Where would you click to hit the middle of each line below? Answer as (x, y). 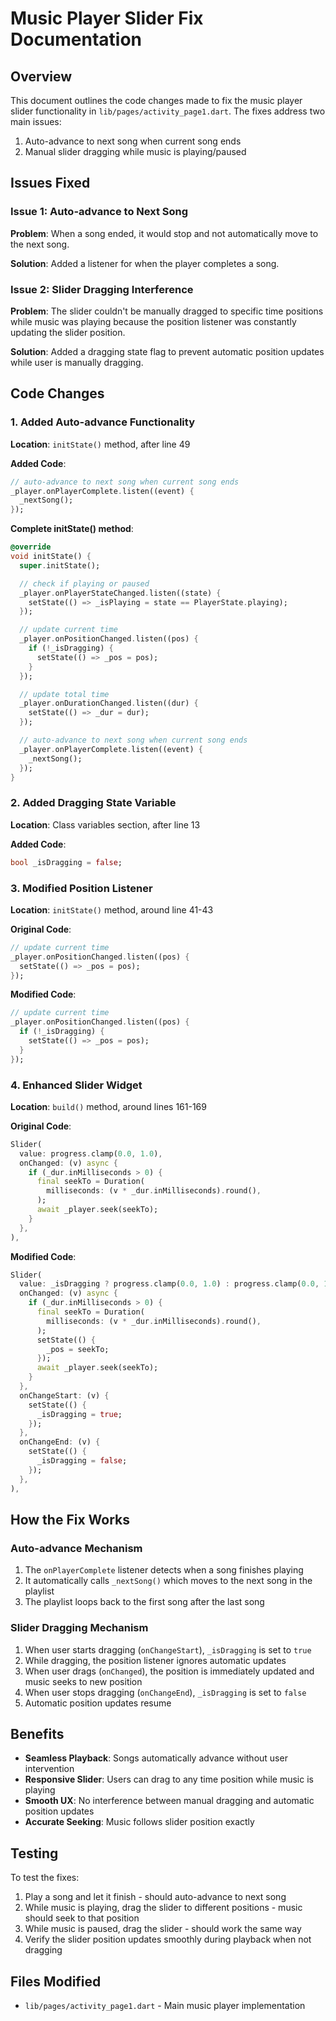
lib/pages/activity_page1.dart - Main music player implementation (165, 2005)
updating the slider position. (68, 332)
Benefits (37, 1733)
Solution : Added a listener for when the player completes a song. (145, 263)
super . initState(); (60, 565)
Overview (41, 76)
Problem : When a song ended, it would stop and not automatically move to (164, 233)
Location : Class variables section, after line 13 (105, 824)
